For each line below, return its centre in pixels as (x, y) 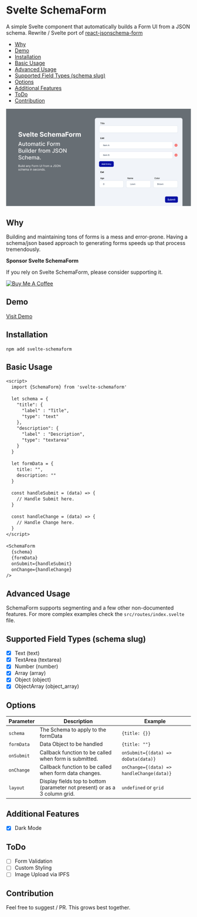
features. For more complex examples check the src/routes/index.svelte (95, 614)
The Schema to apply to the (73, 730)
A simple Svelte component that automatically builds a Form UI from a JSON (98, 27)
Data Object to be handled (71, 744)
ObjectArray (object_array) (47, 686)
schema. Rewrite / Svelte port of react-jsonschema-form (74, 32)
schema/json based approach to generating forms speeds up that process (96, 243)
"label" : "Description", (53, 434)
